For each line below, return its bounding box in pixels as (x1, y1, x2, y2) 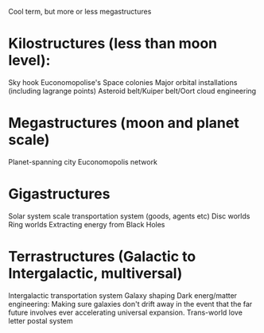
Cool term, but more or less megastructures (8, 7, 152, 16)
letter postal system (8, 316, 73, 325)
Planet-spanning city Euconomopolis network (8, 157, 157, 166)
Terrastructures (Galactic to (8, 248, 196, 265)
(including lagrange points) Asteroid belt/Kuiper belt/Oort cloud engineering (8, 86, 257, 95)
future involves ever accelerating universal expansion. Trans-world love (8, 308, 243, 317)
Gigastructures (8, 185, 111, 203)
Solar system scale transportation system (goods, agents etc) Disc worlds (8, 211, 250, 221)
